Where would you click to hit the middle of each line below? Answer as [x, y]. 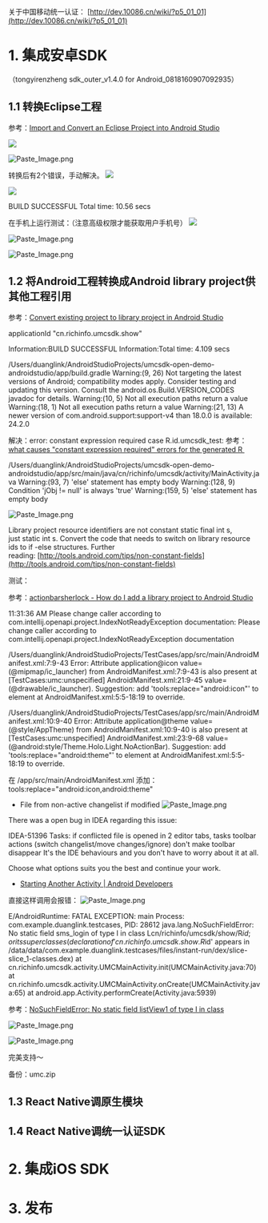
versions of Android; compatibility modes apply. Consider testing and [122, 381]
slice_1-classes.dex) [41, 958]
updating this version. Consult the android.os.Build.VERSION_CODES [121, 390]
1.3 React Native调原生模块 [76, 1102]
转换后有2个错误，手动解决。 [56, 175]
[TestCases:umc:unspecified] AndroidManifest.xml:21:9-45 [106, 680]
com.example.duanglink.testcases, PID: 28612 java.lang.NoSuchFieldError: [131, 924]
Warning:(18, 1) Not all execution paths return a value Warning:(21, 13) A [126, 407]
